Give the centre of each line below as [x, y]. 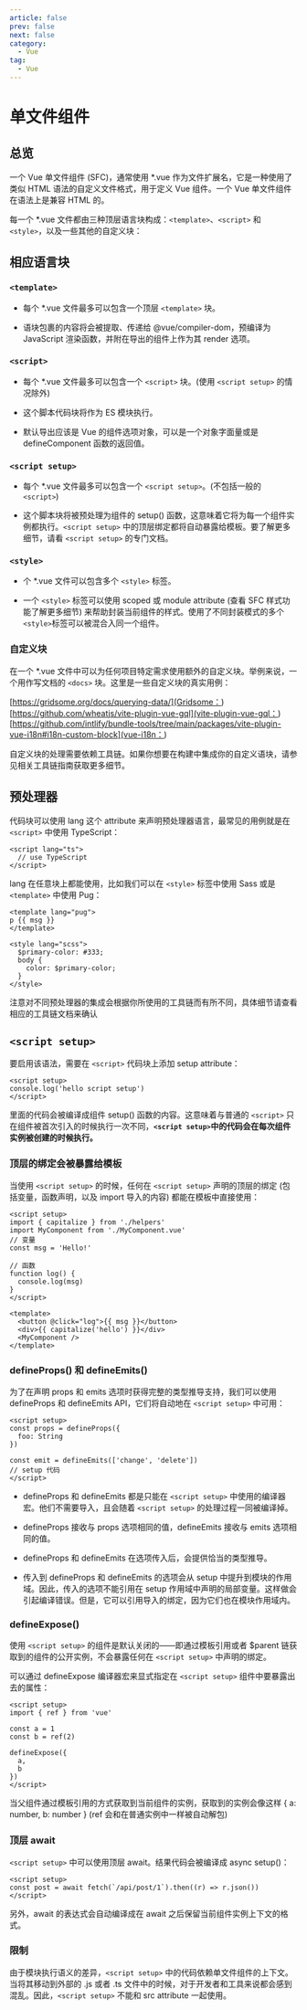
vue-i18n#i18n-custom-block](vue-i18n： [87, 734]
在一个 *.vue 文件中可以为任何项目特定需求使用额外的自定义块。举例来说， [149, 671]
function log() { [42, 1274]
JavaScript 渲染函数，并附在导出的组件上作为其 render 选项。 [139, 338]
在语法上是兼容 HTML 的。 [59, 200]
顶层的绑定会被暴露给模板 [66, 1164]
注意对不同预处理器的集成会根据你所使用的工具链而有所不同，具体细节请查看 [153, 1002]
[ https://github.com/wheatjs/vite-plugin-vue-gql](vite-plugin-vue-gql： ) [145, 713]
